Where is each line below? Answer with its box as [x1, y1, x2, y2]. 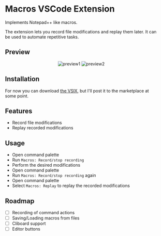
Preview [5, 48, 30, 56]
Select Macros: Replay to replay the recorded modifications [12, 183, 130, 189]
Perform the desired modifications [12, 162, 81, 168]
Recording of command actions [12, 210, 75, 215]
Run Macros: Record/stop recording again [12, 173, 96, 178]
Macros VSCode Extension [5, 3, 115, 15]
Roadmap [5, 197, 35, 205]
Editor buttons [12, 226, 41, 232]
